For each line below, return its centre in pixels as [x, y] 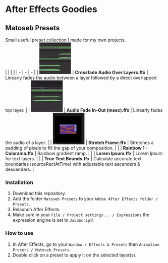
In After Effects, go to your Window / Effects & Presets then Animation [86, 244]
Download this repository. [39, 193]
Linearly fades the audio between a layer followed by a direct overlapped [81, 78]
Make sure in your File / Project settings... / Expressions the [81, 215]
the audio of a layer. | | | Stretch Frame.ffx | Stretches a [79, 143]
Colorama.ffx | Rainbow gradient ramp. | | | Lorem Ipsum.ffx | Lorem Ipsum [84, 153]
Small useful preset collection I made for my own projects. [66, 40]
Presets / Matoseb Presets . [41, 249]
